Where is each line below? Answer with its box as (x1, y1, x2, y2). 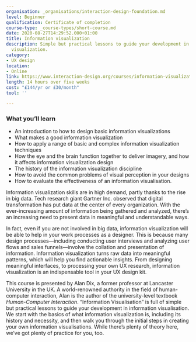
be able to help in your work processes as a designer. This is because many (6, 232, 188, 239)
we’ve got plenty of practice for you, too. (6, 330, 104, 337)
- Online (6, 68, 27, 74)
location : (6, 63, 30, 69)
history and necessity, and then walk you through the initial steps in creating (6, 317, 190, 324)
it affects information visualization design (14, 159, 114, 166)
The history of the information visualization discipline (14, 165, 142, 172)
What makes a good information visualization (14, 134, 123, 141)
